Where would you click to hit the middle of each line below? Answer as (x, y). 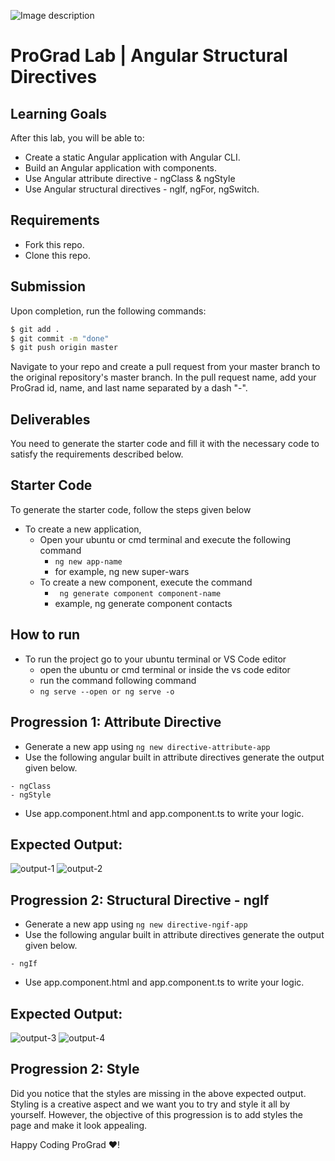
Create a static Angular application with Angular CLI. (132, 157)
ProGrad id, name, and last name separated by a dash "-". (129, 388)
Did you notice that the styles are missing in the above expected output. (158, 1093)
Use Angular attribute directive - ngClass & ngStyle (130, 178)
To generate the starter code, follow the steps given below (131, 509)
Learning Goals (59, 113)
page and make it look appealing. (79, 1125)
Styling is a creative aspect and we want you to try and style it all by (150, 1104)
